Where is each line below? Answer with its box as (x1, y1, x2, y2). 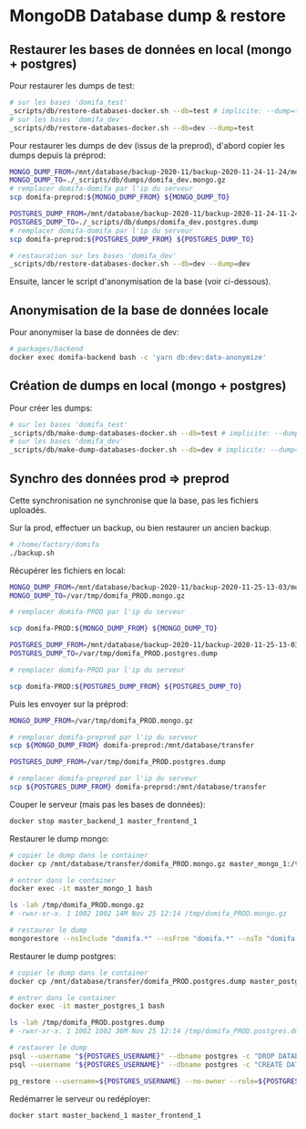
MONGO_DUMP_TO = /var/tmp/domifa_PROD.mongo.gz (9, 591, 185, 601)
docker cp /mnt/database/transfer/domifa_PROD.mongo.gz (9, 859, 226, 868)
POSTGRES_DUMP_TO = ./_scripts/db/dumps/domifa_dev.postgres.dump (9, 217, 259, 226)
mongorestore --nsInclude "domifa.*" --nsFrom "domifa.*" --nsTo (9, 934, 262, 943)
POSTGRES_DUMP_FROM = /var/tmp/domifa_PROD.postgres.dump (9, 758, 226, 767)
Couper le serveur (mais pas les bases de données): (9, 799, 206, 810)
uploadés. (9, 504, 47, 516)
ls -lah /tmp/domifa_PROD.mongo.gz (9, 901, 145, 910)
